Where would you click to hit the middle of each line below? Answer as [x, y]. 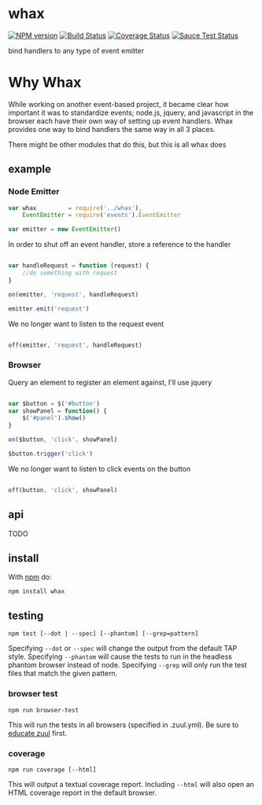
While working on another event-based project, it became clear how [119, 104]
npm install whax [37, 592]
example [30, 169]
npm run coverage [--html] [52, 770]
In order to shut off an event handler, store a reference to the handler [120, 244]
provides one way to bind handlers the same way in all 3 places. [112, 129]
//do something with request [70, 273]
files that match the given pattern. [63, 674]
